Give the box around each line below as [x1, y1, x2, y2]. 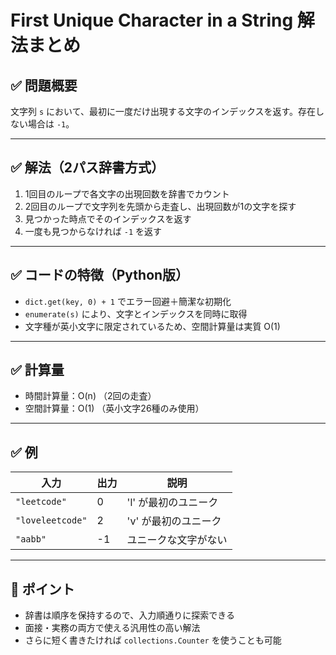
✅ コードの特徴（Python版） [10, 267, 190, 284]
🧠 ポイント [10, 581, 75, 598]
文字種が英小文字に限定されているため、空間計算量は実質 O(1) [24, 320, 281, 332]
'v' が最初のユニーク [126, 514, 222, 528]
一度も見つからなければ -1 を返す [24, 225, 162, 237]
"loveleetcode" [15, 515, 88, 526]
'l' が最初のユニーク [126, 496, 219, 510]
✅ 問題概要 [10, 77, 78, 94]
